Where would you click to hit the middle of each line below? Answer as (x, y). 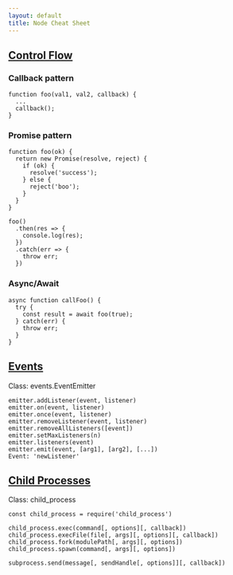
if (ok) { (39, 166)
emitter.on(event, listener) (56, 408)
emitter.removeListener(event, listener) (78, 421)
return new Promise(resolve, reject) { (82, 159)
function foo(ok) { (41, 152)
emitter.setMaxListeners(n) (55, 435)
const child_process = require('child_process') (90, 514)
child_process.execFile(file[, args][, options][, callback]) (113, 535)
